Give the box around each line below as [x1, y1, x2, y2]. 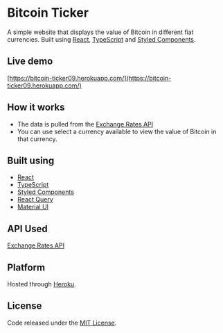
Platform [7, 261, 46, 273]
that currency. [17, 134, 57, 143]
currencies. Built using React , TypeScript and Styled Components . [7, 35, 196, 43]
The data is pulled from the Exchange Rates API [17, 120, 154, 128]
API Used [7, 222, 48, 234]
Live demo [7, 56, 53, 67]
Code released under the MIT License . [7, 318, 117, 327]
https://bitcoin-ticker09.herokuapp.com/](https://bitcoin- [9, 74, 172, 82]
